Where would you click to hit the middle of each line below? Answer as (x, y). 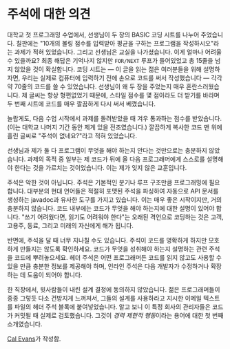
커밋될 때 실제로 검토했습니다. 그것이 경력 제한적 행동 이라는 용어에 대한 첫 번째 (119, 315)
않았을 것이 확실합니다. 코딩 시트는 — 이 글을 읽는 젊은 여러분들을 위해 (108, 69)
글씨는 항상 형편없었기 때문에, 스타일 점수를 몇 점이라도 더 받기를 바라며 (124, 95)
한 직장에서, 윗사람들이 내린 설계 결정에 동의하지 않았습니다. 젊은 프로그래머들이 (114, 289)
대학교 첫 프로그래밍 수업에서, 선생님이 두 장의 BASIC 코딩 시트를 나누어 (103, 35)
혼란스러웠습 (202, 86)
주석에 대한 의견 (49, 14)
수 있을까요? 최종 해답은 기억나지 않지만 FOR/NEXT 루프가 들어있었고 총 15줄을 (110, 60)
